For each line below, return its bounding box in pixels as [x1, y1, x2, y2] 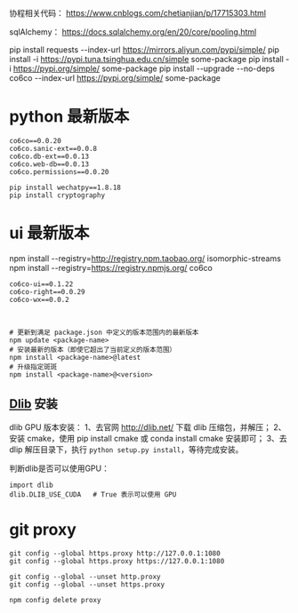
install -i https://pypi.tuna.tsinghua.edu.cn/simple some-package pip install [9, 54, 285, 64]
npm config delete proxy [9, 595, 101, 604]
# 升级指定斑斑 [9, 362, 58, 371]
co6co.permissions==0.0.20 [9, 167, 109, 176]
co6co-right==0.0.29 [9, 287, 86, 296]
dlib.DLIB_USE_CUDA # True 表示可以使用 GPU [9, 490, 177, 499]
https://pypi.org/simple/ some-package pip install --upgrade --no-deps [12, 63, 276, 74]
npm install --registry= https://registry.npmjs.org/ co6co [9, 262, 213, 273]
